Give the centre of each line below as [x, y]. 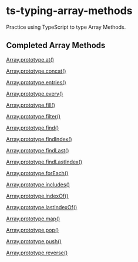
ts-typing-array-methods [70, 11]
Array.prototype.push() [34, 241]
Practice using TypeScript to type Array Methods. [66, 27]
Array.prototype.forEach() [37, 173]
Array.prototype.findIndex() [39, 139]
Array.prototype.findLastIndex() [44, 162]
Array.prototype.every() [35, 93]
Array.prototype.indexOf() [37, 196]
